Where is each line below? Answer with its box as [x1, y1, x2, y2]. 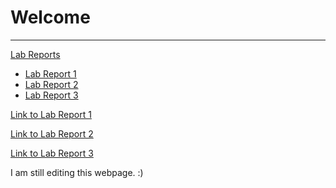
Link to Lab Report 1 [10, 108, 92, 120]
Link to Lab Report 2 [10, 127, 94, 140]
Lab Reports [10, 48, 61, 60]
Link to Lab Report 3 [10, 147, 94, 159]
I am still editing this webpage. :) [10, 166, 144, 178]
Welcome [10, 6, 91, 29]
